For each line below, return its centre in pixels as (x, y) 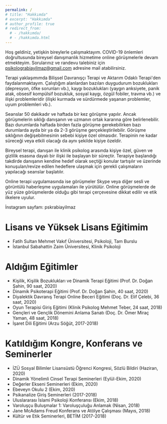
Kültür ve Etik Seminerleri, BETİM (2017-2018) (59, 416)
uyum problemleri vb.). (28, 104)
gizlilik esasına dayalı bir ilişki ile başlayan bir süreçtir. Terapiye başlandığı (81, 155)
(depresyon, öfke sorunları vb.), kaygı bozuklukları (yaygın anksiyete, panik (82, 88)
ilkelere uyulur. (20, 197)
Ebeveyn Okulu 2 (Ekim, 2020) (44, 389)
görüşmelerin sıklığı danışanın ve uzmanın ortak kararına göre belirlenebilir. (82, 119)
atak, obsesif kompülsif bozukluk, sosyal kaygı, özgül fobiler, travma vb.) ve (83, 94)
